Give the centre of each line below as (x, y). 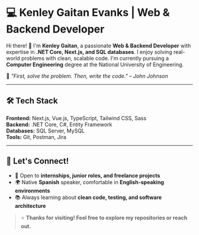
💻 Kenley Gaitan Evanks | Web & (88, 13)
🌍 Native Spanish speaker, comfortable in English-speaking (89, 182)
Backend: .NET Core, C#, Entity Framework (59, 124)
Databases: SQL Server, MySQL (45, 131)
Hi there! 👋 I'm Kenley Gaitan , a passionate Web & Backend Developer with (99, 46)
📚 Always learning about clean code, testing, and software (88, 197)
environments (32, 191)
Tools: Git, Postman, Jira (36, 137)
